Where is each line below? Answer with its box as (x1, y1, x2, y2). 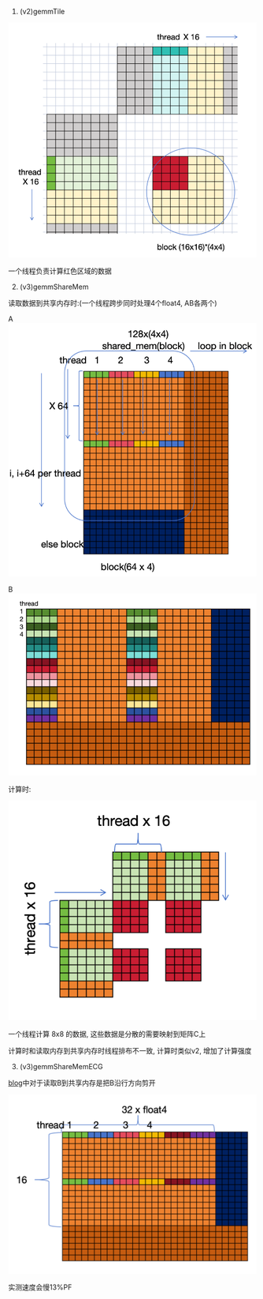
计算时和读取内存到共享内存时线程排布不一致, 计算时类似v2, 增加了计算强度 (8, 1046, 252, 1055)
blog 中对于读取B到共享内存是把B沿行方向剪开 (8, 1078, 156, 1087)
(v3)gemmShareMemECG (19, 1061, 104, 1071)
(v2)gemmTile (19, 7, 65, 16)
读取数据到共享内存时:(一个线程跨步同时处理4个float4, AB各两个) (8, 298, 217, 308)
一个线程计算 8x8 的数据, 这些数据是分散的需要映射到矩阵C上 (8, 1029, 206, 1038)
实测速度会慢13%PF (8, 1282, 72, 1292)
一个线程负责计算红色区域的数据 (8, 266, 112, 276)
